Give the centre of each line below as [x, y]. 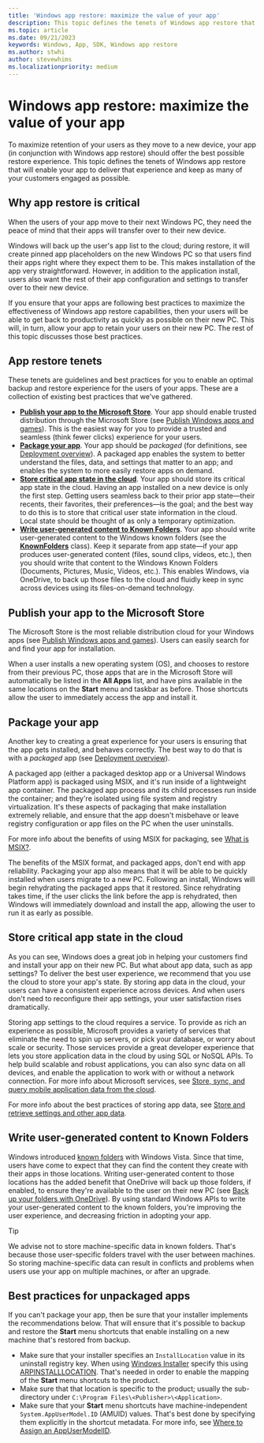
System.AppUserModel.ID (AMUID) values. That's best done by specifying [137, 1414]
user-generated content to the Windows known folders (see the [123, 538]
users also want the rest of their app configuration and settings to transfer [128, 279]
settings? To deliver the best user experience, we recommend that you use [130, 973]
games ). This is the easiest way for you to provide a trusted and [123, 429]
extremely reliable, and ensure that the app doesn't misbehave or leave [123, 815]
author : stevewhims [40, 60]
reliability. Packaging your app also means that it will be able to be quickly [128, 871]
